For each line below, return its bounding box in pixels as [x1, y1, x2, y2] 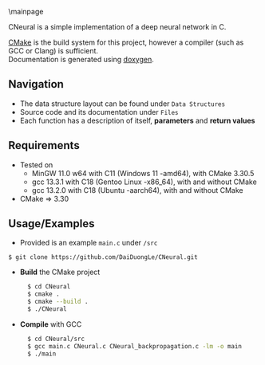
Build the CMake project [19, 267, 101, 277]
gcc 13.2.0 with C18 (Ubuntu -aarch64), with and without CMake [31, 185, 243, 194]
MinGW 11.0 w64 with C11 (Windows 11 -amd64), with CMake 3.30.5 [31, 168, 255, 178]
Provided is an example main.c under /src [19, 238, 158, 248]
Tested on [19, 159, 53, 170]
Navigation [8, 77, 64, 91]
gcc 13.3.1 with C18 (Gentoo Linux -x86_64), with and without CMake [31, 177, 257, 186]
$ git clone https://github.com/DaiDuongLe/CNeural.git [8, 253, 198, 261]
